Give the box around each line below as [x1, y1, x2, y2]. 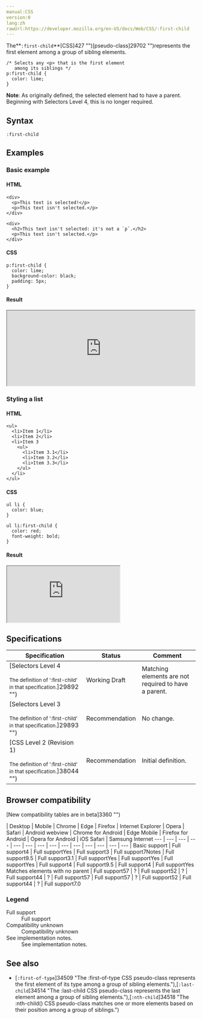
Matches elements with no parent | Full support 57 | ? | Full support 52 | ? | [6, 867, 188, 875]
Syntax [6, 116, 34, 126]
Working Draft [86, 676, 126, 684]
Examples [6, 148, 44, 158]
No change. [141, 714, 175, 723]
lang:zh [6, 20, 26, 26]
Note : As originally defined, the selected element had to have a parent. [6, 91, 182, 99]
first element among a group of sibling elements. [6, 49, 127, 56]
